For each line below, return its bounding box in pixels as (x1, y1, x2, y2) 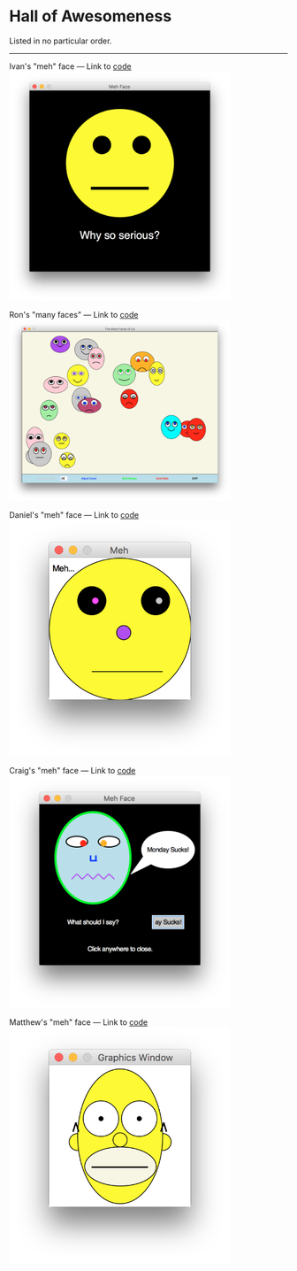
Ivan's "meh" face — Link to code (9, 60, 132, 72)
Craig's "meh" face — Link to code (9, 765, 136, 775)
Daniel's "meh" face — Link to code (9, 509, 140, 520)
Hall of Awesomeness (9, 6, 172, 27)
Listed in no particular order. (9, 35, 112, 46)
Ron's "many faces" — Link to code (9, 309, 139, 320)
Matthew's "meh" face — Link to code (9, 1017, 148, 1028)
